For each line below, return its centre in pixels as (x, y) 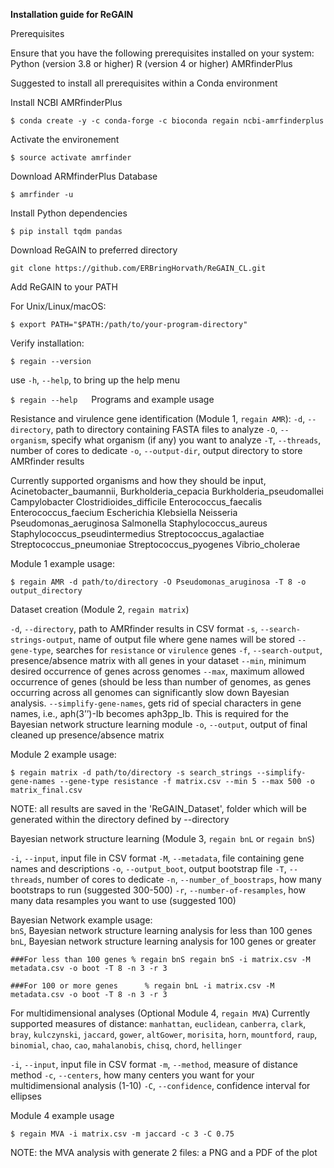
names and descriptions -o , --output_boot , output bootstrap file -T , (148, 868)
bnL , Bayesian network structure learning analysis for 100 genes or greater (163, 941)
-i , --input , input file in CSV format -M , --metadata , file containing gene (157, 858)
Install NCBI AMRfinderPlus (66, 102)
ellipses (26, 1096)
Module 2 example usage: (63, 754)
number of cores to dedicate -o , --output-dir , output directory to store (156, 450)
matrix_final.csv (46, 790)
